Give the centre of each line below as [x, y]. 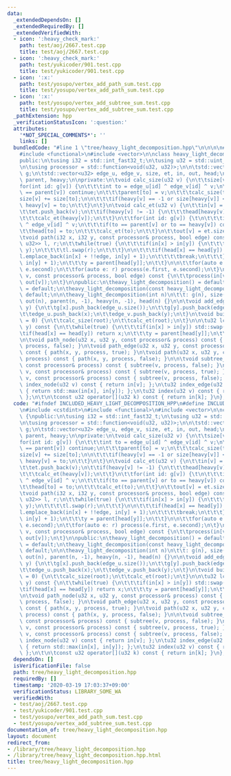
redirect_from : [29, 743]
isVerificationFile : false [52, 666]
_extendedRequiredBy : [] [49, 26]
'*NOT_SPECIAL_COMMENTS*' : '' [63, 135]
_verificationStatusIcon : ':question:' [70, 122]
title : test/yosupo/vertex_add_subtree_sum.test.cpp [97, 109]
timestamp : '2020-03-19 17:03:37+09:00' [72, 685]
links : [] [34, 142]
